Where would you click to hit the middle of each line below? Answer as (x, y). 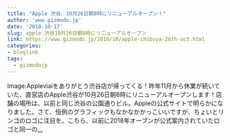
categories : (24, 46)
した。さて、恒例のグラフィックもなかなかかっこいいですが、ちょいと (119, 112)
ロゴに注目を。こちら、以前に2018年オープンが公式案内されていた (119, 120)
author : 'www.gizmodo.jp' (44, 20)
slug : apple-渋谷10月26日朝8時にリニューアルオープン (77, 33)
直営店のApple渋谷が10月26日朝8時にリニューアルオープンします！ (121, 94)
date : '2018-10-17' (35, 26)
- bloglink (23, 53)
